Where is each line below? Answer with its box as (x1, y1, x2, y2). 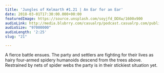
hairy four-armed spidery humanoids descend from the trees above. (5, 57, 143, 63)
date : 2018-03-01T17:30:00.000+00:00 (5, 12, 82, 17)
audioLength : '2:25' (5, 30, 47, 35)
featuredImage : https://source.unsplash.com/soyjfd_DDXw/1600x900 (5, 16, 143, 21)
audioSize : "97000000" (5, 25, 51, 30)
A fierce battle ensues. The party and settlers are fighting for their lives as (5, 52, 154, 57)
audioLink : (5, 20, 27, 26)
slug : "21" (5, 35, 27, 39)
